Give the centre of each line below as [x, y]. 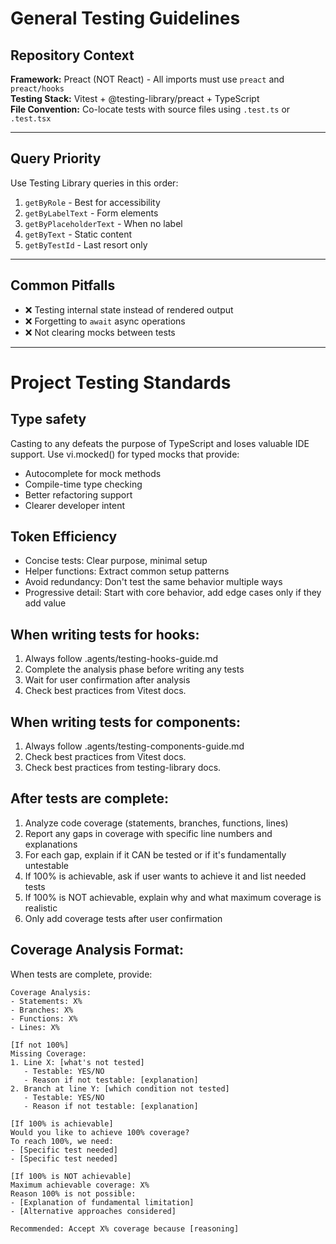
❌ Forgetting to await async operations [105, 321]
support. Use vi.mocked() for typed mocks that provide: [125, 454]
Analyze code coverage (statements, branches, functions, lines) [156, 823]
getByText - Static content [78, 234]
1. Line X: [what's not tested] [77, 1062]
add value [45, 603]
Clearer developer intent [75, 505]
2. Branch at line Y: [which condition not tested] [120, 1088]
